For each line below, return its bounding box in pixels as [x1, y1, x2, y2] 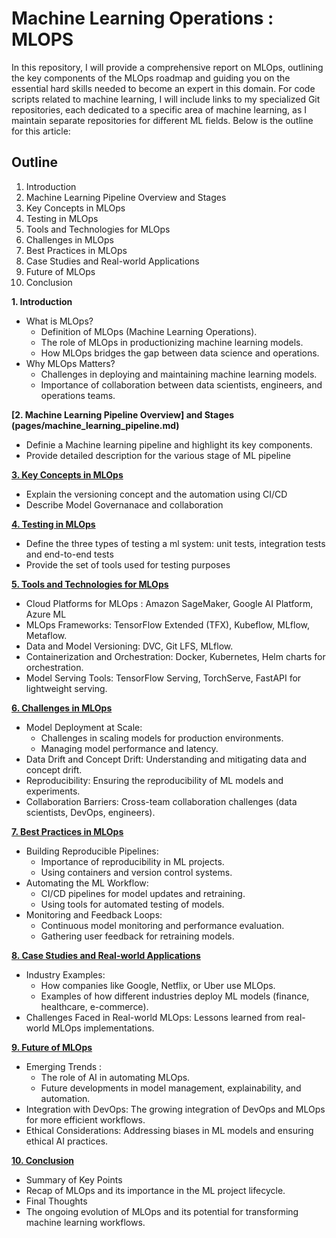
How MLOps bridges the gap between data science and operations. [40, 347, 320, 359]
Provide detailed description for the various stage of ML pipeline [25, 449, 291, 461]
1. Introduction [11, 295, 73, 307]
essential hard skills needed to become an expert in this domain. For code [11, 82, 316, 94]
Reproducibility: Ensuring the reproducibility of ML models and [25, 774, 284, 786]
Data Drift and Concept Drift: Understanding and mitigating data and [25, 753, 307, 765]
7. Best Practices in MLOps [11, 825, 124, 837]
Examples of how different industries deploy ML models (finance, [40, 990, 310, 1002]
